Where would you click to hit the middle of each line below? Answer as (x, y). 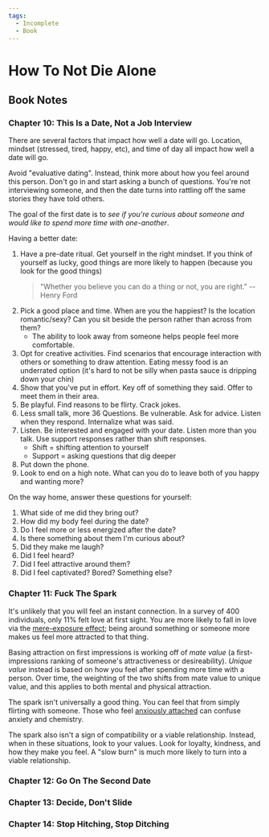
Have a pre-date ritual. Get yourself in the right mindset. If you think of (136, 254)
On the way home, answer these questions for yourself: (100, 497)
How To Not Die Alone (82, 70)
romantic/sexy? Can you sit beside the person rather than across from (136, 319)
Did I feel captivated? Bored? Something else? (96, 572)
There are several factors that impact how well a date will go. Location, (125, 141)
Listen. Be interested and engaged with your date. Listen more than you (138, 430)
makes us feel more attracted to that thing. (79, 637)
